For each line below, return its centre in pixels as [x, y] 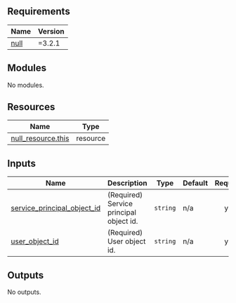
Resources [31, 107]
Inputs [22, 163]
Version [51, 31]
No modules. [26, 85]
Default [195, 183]
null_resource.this [40, 138]
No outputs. [24, 292]
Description [127, 183]
